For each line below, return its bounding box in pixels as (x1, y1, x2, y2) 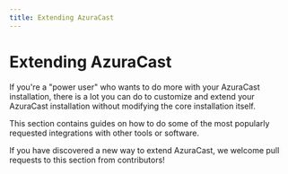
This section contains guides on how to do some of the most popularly (9, 117, 270, 128)
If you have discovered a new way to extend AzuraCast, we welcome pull (9, 144, 280, 155)
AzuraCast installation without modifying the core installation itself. (9, 100, 256, 111)
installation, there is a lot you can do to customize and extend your (9, 91, 255, 101)
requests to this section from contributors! (9, 154, 166, 165)
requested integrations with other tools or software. (9, 127, 200, 138)
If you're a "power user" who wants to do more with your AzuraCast (9, 82, 260, 92)
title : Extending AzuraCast (9, 13, 115, 22)
